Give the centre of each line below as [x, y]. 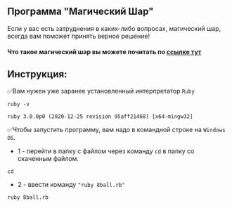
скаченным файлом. [48, 159]
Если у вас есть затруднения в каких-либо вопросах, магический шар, [114, 28]
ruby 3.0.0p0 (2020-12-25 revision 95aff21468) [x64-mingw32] [100, 117]
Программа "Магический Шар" [80, 12]
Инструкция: [38, 74]
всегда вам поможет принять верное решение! [79, 36]
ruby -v [19, 105]
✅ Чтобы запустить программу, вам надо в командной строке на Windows [117, 130]
